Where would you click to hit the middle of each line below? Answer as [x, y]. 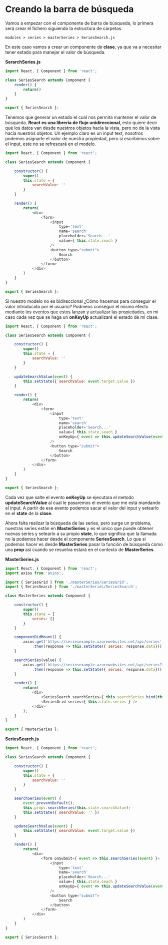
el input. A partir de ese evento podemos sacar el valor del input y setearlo [82, 508]
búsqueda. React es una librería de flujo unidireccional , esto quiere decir [81, 123]
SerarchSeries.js [23, 62]
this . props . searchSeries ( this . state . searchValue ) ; [77, 808]
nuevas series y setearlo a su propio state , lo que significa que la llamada [81, 534]
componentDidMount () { [38, 637]
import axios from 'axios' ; [34, 573]
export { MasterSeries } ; [32, 729]
